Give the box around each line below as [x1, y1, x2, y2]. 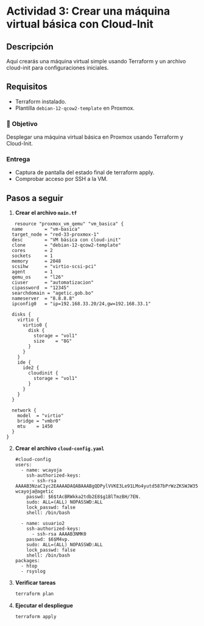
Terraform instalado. [15, 97, 67, 105]
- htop [21, 563, 38, 569]
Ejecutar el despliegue [15, 602, 73, 610]
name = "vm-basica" [12, 227, 80, 233]
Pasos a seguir [6, 193, 63, 203]
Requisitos [6, 82, 47, 92]
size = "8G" [33, 338, 72, 345]
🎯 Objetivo [6, 119, 38, 128]
